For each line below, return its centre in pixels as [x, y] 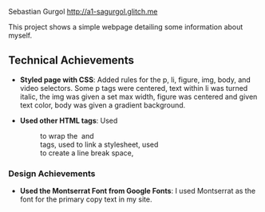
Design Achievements [52, 173]
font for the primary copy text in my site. [86, 199]
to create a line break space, [87, 153]
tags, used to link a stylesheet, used [99, 144]
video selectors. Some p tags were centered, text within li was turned [134, 88]
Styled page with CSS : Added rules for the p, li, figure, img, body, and [135, 80]
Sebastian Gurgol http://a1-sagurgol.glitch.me [83, 12]
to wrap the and [67, 135]
